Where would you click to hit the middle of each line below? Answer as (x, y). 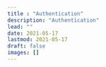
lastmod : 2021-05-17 (38, 40)
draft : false (26, 46)
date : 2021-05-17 (33, 33)
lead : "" (20, 27)
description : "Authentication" (53, 20)
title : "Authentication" (45, 14)
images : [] (23, 53)
